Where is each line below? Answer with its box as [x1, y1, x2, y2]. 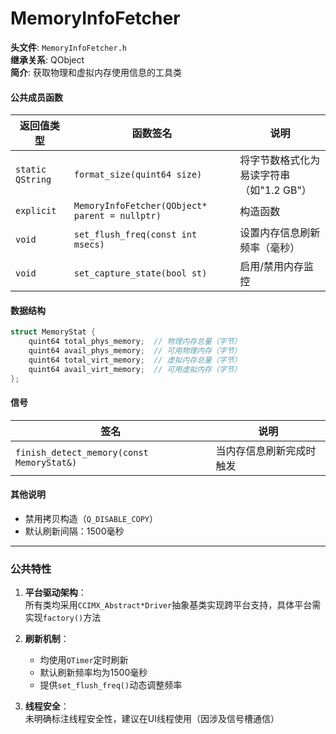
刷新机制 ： [24, 633, 70, 645]
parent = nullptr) [73, 210, 162, 222]
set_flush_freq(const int [73, 229, 198, 241]
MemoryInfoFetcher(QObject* [73, 200, 208, 212]
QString [15, 174, 52, 186]
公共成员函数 [10, 91, 63, 103]
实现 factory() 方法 [24, 612, 102, 624]
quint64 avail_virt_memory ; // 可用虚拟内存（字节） [28, 364, 242, 374]
